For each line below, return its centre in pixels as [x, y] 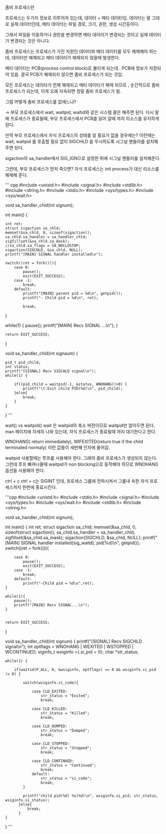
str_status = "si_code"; [66, 778]
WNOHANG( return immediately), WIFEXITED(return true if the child [74, 442]
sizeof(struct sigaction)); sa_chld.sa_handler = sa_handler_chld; [70, 532]
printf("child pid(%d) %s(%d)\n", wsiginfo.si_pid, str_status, [91, 796]
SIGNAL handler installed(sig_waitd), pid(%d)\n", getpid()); [80, 543]
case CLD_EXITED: [50, 691]
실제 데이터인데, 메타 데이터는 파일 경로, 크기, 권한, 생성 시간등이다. [75, 24]
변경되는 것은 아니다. [30, 41]
